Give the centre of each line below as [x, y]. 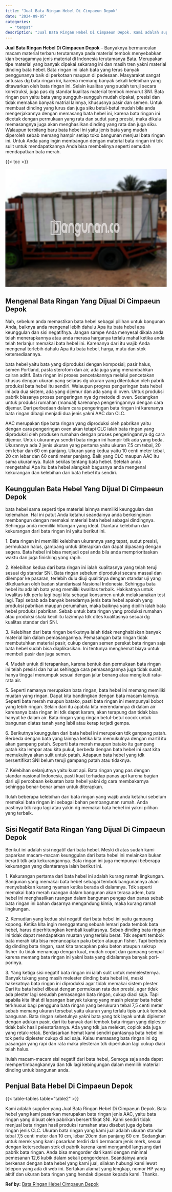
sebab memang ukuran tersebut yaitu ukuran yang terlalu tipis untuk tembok [86, 1011]
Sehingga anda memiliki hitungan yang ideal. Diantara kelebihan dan [77, 526]
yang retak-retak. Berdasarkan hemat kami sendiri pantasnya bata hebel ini [84, 1033]
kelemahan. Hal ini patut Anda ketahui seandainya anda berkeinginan [78, 515]
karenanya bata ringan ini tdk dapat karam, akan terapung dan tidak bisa [82, 712]
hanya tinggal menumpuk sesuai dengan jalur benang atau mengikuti [78, 675]
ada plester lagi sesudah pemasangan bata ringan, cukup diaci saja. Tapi [82, 994]
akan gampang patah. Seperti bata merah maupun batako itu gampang [80, 744]
